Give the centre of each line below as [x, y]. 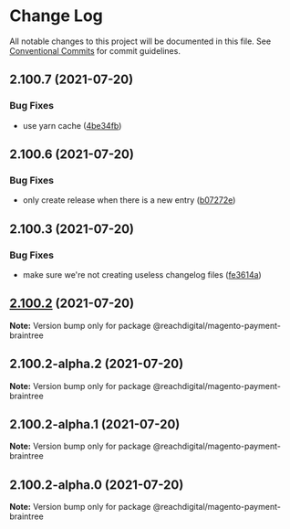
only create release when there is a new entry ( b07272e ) [129, 200]
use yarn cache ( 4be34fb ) [72, 125]
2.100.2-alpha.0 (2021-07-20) [97, 485]
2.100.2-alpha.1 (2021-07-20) [95, 424]
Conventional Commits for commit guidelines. [95, 50]
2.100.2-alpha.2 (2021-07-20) [97, 364]
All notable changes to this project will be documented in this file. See [140, 41]
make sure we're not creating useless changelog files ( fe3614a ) [142, 275]
